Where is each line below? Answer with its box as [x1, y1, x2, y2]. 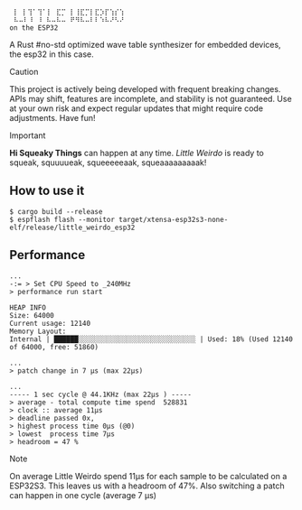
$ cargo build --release [9, 207, 103, 216]
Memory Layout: [9, 327, 67, 336]
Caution [9, 67, 39, 77]
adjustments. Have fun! [9, 113, 97, 123]
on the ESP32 [9, 23, 59, 32]
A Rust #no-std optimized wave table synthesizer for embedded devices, [9, 40, 282, 50]
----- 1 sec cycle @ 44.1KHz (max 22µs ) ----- [9, 390, 193, 399]
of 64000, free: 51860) [9, 342, 99, 351]
